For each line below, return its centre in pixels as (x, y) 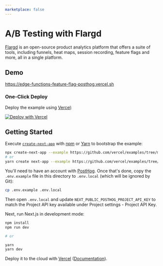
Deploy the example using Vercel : (39, 107)
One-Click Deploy (26, 97)
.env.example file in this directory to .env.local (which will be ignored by (78, 176)
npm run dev (17, 227)
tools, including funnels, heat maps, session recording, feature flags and (77, 52)
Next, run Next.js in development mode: (45, 214)
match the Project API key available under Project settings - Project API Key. (81, 204)
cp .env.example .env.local (33, 190)
